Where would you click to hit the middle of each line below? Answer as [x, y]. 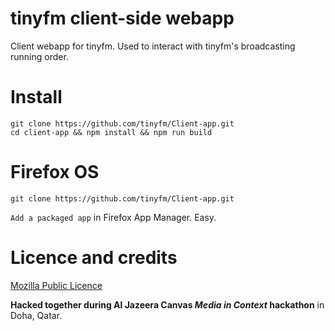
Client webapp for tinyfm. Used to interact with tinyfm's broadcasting [153, 46]
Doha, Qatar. [36, 315]
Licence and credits [94, 258]
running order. [39, 56]
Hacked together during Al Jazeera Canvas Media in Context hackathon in [167, 304]
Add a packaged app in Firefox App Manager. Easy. [113, 217]
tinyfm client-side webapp [122, 18]
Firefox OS [55, 172]
